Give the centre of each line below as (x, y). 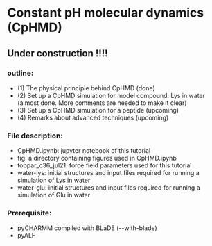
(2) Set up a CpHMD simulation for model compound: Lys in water (111, 95)
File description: (35, 136)
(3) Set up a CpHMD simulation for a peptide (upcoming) (98, 110)
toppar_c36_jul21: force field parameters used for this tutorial (104, 165)
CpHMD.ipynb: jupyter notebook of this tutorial (84, 151)
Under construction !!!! (58, 53)
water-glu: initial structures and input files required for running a (109, 188)
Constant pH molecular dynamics (106, 13)
